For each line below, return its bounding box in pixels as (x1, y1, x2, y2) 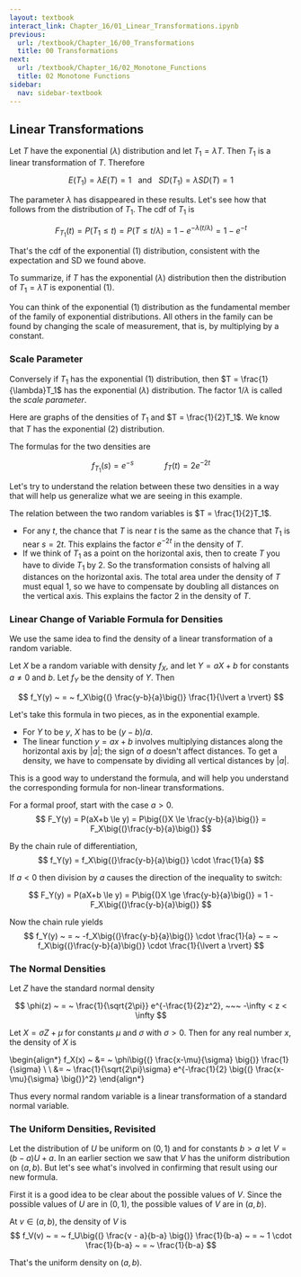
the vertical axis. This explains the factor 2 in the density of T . (22, 591, 252, 601)
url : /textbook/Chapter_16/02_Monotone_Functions (17, 64, 207, 73)
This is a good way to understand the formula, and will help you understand (9, 772, 289, 783)
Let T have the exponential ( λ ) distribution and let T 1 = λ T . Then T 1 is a (9, 146, 271, 158)
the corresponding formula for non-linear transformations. (9, 781, 225, 792)
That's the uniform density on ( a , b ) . (9, 1257, 142, 1268)
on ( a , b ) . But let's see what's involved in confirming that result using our (9, 1162, 279, 1174)
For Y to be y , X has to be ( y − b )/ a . (22, 726, 153, 737)
